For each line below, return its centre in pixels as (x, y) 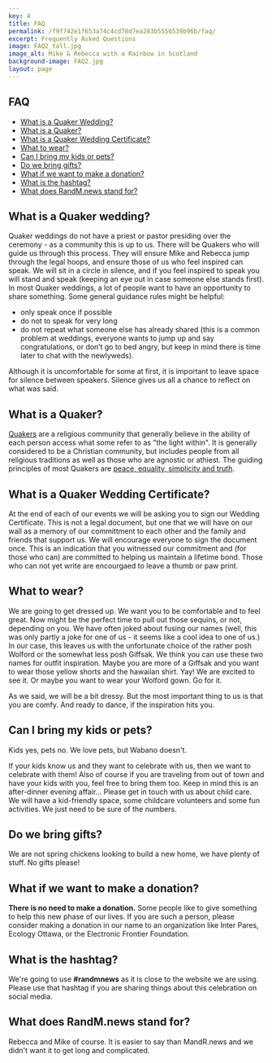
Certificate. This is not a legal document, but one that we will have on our (131, 523)
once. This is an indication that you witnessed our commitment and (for (127, 548)
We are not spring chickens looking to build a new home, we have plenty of (134, 854)
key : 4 (19, 16)
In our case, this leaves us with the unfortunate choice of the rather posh (130, 645)
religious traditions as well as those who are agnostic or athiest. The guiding (136, 460)
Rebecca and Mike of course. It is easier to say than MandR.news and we (131, 1041)
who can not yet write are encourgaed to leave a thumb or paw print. (123, 566)
